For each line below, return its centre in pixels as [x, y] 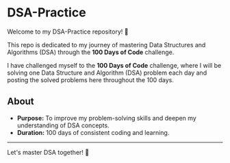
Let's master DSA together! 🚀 [48, 152]
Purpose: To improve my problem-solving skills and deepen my [106, 118]
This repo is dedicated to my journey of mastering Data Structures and [106, 45]
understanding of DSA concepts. [63, 125]
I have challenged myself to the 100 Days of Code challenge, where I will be [114, 65]
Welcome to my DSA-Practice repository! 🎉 [68, 32]
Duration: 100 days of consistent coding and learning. [93, 132]
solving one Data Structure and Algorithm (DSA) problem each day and [107, 73]
